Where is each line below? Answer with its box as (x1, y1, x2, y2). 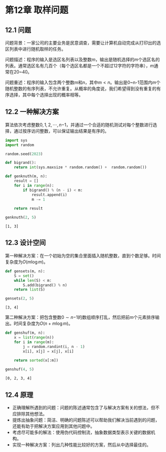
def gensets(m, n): (5, 268, 45, 274)
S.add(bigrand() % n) (23, 283, 68, 288)
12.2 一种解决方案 (5, 107, 59, 116)
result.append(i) (31, 192, 68, 197)
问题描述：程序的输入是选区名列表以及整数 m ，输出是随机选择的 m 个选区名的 (5, 56, 160, 62)
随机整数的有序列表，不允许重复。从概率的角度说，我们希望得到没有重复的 (5, 86, 157, 92)
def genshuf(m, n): (5, 330, 45, 336)
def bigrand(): (5, 160, 37, 165)
